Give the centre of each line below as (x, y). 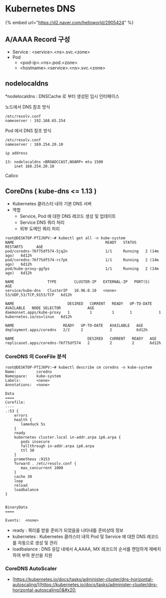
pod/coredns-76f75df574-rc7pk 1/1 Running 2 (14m (82, 260)
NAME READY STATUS (71, 243)
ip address (16, 153)
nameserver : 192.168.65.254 (35, 120)
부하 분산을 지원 (37, 555)
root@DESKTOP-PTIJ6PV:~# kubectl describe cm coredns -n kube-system (79, 367)
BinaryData (16, 507)
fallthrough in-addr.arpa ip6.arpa (57, 446)
